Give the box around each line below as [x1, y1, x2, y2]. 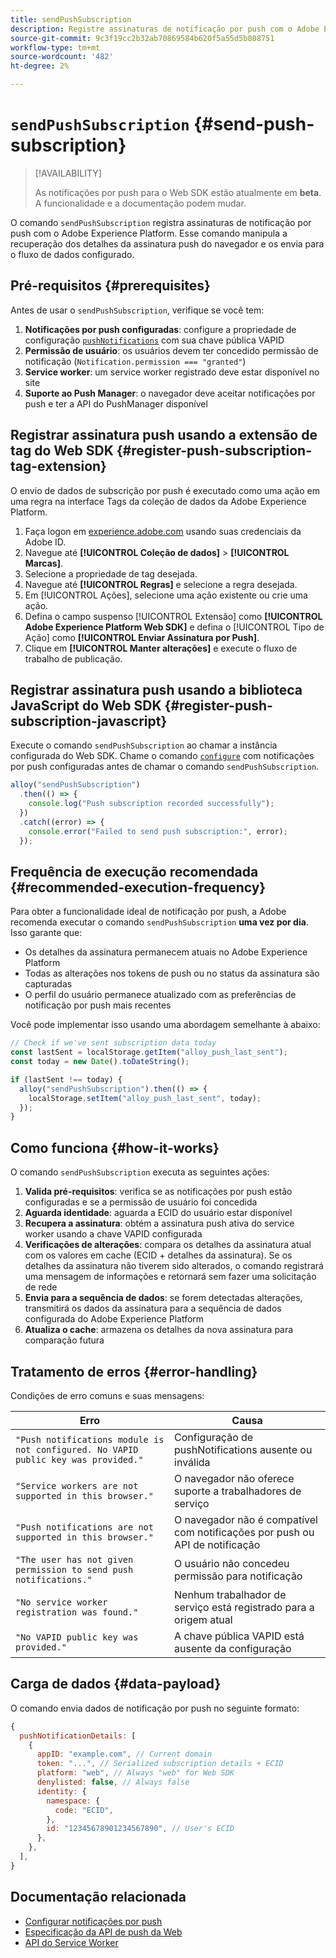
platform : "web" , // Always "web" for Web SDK [36, 1768, 235, 1778]
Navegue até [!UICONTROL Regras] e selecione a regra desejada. [24, 578, 298, 590]
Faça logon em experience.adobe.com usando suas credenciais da [24, 525, 302, 537]
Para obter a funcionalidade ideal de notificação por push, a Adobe [10, 906, 287, 918]
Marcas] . [24, 557, 63, 569]
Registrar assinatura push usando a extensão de [10, 427, 318, 444]
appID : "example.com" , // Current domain [36, 1749, 213, 1760]
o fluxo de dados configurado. [10, 248, 135, 260]
